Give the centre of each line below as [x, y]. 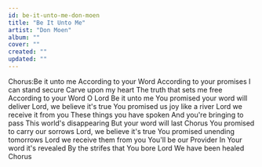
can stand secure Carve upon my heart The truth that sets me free [115, 89]
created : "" [27, 52]
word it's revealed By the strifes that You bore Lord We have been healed [126, 148]
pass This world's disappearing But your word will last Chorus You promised [131, 123]
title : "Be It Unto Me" [47, 23]
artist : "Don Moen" [40, 30]
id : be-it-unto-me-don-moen [54, 15]
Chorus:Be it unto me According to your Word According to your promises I [129, 81]
